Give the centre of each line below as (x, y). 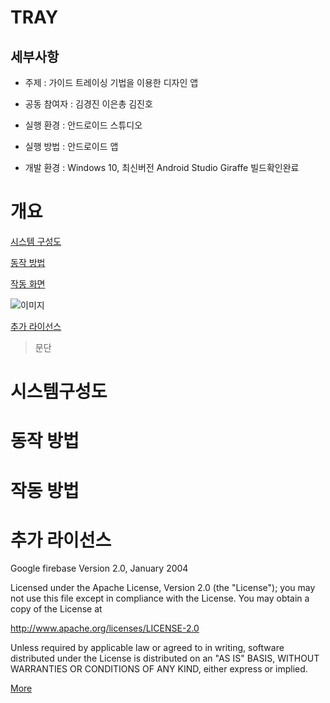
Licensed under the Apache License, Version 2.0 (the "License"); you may (163, 588)
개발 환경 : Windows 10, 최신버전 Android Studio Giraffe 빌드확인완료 (162, 167)
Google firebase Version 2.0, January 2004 (99, 568)
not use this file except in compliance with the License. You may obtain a (160, 598)
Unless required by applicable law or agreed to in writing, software (147, 648)
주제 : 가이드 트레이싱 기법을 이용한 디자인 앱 (111, 82)
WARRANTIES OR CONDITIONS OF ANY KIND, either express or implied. (159, 669)
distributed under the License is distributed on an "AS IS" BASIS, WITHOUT (165, 658)
